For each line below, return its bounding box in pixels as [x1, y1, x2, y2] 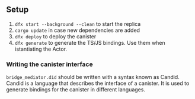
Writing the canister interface [6, 60, 93, 68]
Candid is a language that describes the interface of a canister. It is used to [6, 80, 190, 87]
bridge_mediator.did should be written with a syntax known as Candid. [6, 74, 180, 81]
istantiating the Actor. [14, 45, 67, 52]
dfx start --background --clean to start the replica [14, 20, 141, 27]
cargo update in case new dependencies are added [14, 27, 140, 34]
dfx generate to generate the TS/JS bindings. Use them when [14, 39, 166, 46]
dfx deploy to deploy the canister [14, 32, 97, 40]
